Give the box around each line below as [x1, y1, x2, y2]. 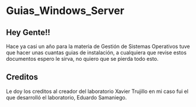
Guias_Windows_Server [6, 4, 124, 18]
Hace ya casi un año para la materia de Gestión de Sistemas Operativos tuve [6, 43, 190, 50]
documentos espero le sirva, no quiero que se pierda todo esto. [6, 56, 159, 62]
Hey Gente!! [6, 27, 51, 37]
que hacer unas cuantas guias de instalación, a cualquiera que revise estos [6, 49, 187, 56]
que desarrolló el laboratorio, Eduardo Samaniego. [6, 94, 127, 101]
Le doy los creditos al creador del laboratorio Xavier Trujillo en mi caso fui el [6, 88, 188, 95]
